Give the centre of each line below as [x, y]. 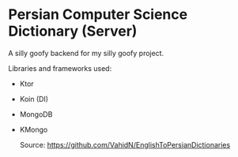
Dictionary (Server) [73, 31]
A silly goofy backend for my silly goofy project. [86, 53]
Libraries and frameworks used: [60, 68]
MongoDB [36, 114]
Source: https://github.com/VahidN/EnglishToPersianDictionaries [125, 144]
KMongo [34, 129]
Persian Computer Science [98, 15]
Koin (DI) [34, 99]
